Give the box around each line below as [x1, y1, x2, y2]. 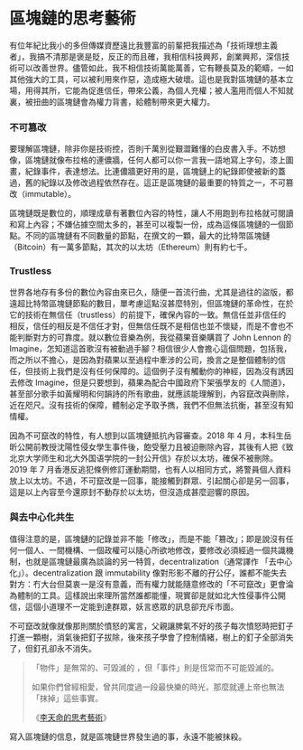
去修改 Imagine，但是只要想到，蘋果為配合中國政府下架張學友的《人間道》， [9, 377, 290, 388]
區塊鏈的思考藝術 [9, 8, 137, 29]
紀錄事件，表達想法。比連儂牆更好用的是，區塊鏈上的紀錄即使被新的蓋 [24, 166, 286, 177]
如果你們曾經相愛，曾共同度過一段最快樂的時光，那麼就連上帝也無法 [31, 681, 285, 692]
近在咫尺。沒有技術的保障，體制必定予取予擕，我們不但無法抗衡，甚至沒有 [9, 399, 286, 410]
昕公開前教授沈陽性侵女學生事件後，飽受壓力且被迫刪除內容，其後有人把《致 [9, 441, 294, 452]
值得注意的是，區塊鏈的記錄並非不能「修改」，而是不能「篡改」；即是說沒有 [9, 533, 286, 544]
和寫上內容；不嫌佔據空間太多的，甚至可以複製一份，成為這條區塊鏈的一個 [9, 219, 286, 230]
